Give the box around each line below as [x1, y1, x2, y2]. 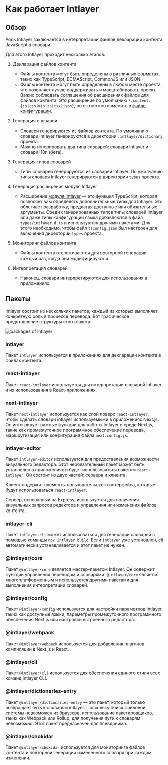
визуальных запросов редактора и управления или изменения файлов [5, 502, 157, 508]
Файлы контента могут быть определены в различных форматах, [20, 71, 160, 77]
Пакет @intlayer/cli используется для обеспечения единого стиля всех [5, 670, 160, 676]
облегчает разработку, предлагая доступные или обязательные [20, 204, 158, 210]
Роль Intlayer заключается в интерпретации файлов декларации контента [5, 36, 163, 42]
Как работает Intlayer [5, 3, 99, 15]
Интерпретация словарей [12, 265, 68, 271]
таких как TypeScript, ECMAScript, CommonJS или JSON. [20, 76, 142, 82]
